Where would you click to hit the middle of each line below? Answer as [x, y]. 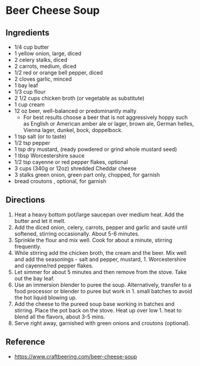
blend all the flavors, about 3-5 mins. [60, 317]
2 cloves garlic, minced [43, 79]
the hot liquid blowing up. [46, 297]
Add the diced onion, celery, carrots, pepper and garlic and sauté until [101, 227]
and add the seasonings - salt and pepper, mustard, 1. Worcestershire [100, 259]
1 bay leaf [26, 85]
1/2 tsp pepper [32, 143]
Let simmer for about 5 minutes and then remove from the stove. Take [100, 272]
